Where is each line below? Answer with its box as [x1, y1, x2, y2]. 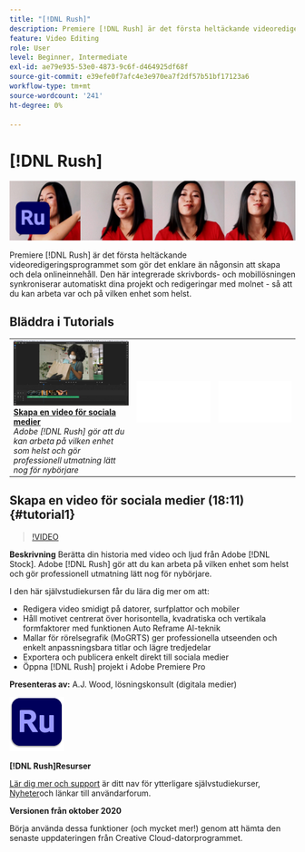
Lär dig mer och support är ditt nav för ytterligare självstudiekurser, [9, 778, 261, 788]
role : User [9, 44, 51, 53]
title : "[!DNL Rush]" [9, 15, 92, 24]
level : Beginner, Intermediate [9, 53, 128, 63]
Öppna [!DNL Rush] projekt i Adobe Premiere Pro [22, 661, 206, 671]
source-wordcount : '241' [9, 91, 103, 100]
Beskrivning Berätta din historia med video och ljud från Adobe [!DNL [9, 549, 271, 560]
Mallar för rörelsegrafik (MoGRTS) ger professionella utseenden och [22, 632, 278, 643]
